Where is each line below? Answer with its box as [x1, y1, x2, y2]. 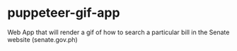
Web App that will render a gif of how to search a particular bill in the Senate [7, 28, 230, 36]
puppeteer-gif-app [7, 5, 120, 21]
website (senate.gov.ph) [7, 35, 78, 43]
